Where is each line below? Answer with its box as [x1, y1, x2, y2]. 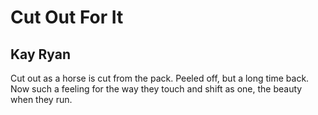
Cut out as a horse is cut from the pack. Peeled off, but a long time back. [10, 72, 310, 84]
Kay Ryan [10, 46, 72, 63]
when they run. [10, 94, 73, 105]
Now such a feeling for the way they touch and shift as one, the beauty [10, 83, 303, 95]
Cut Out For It [10, 6, 124, 29]
